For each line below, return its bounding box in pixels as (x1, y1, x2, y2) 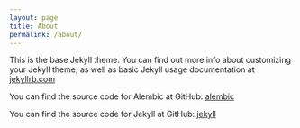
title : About (9, 22, 59, 31)
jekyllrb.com (9, 74, 56, 85)
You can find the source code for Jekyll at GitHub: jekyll (9, 109, 216, 120)
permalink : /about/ (9, 30, 83, 39)
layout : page (9, 13, 59, 23)
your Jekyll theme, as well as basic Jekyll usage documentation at (9, 64, 255, 75)
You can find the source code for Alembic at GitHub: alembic (9, 91, 235, 102)
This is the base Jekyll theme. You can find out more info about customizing (9, 55, 291, 66)
